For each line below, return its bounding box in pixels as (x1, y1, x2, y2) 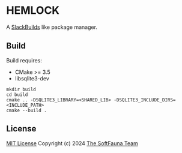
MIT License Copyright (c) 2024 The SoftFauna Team (6, 139, 138, 147)
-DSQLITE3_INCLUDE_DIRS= (114, 97, 176, 103)
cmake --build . (6, 107, 47, 113)
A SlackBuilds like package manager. (6, 23, 98, 31)
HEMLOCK (6, 4, 60, 17)
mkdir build (6, 86, 36, 92)
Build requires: (6, 56, 42, 64)
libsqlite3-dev (14, 74, 49, 82)
